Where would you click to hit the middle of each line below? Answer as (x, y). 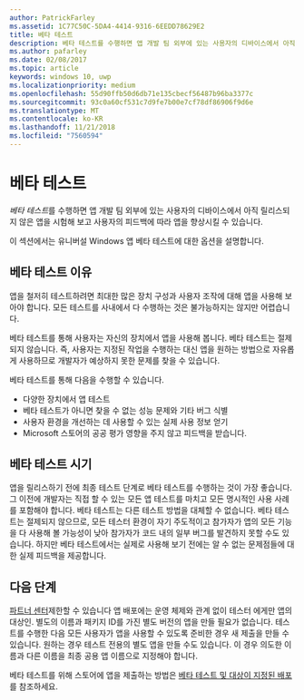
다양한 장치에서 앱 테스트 (66, 399)
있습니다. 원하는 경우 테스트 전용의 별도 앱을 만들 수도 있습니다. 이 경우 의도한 (146, 645)
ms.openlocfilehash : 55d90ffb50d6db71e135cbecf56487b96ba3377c (132, 93)
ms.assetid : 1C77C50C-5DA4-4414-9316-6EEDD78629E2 (107, 26)
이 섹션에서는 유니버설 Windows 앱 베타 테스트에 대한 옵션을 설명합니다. (137, 240)
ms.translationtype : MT (54, 111)
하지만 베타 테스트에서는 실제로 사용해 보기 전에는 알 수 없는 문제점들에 (161, 544)
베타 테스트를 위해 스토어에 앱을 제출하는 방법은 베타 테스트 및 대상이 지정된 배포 (151, 676)
